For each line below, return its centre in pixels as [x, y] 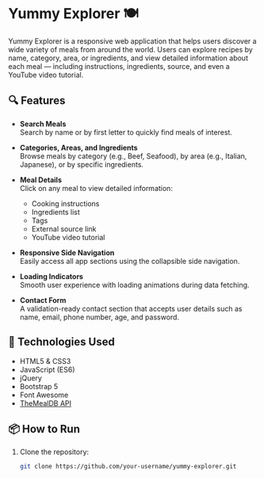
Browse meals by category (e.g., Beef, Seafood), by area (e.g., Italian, [133, 156]
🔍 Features [37, 101]
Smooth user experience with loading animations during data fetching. [134, 285]
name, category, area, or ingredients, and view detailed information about [128, 58]
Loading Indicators [51, 276]
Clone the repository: [54, 452]
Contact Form [43, 300]
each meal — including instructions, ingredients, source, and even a [119, 66]
